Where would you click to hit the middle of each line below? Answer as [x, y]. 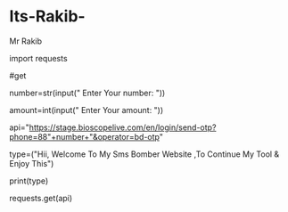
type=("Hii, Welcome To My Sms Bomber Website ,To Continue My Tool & [144, 154]
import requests [39, 58]
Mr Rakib [26, 41]
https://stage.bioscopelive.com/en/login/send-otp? [123, 127]
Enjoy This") [32, 163]
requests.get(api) [41, 198]
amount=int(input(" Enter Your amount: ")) [86, 110]
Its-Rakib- [48, 16]
